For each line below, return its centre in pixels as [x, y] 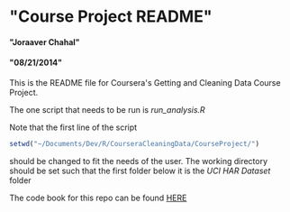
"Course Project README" [111, 17]
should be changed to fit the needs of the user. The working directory [139, 161]
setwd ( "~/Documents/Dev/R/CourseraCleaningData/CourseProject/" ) [134, 143]
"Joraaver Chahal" [45, 41]
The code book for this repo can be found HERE [98, 198]
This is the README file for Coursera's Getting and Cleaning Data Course [145, 82]
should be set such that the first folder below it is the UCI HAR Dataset [140, 171]
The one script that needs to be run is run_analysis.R [107, 109]
